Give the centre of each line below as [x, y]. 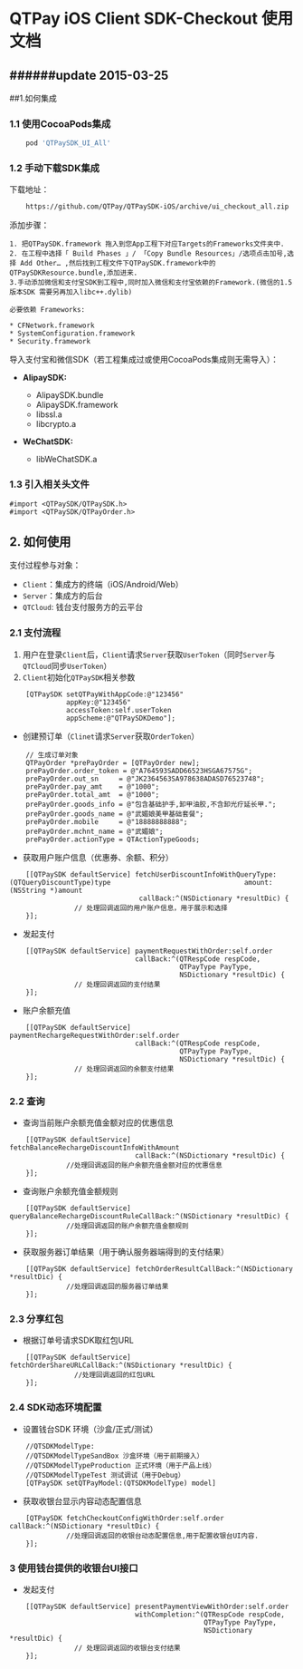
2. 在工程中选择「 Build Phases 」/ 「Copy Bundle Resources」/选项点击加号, [148, 254]
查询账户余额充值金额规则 [70, 1191]
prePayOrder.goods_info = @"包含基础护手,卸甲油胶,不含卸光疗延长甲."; [151, 804]
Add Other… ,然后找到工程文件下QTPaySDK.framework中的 [118, 264]
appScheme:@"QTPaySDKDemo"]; [121, 718]
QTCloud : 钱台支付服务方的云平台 [82, 607]
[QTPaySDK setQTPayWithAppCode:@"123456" [104, 694]
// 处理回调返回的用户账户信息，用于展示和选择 [151, 907]
